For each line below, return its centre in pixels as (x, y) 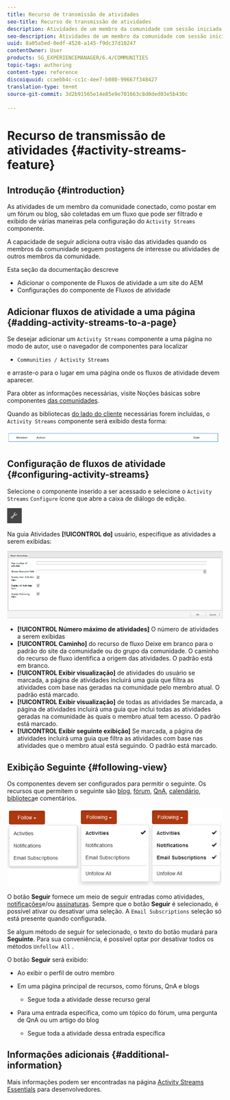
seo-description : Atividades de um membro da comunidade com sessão (107, 36)
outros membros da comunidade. (54, 256)
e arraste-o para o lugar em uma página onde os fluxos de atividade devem (114, 373)
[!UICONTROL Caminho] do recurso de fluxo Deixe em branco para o (115, 644)
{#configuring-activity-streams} (78, 475)
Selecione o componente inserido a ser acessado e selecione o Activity (110, 491)
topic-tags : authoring (39, 65)
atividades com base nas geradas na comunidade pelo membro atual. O (118, 688)
